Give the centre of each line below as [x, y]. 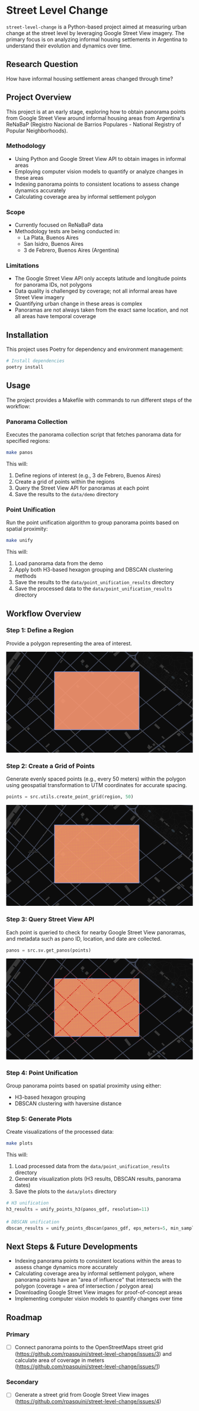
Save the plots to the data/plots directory [65, 1191]
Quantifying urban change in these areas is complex [78, 304]
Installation [27, 335]
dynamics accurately [40, 190]
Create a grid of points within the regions [65, 482]
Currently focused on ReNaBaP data [59, 225]
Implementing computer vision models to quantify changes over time [99, 1299]
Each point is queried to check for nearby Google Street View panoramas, [96, 932]
